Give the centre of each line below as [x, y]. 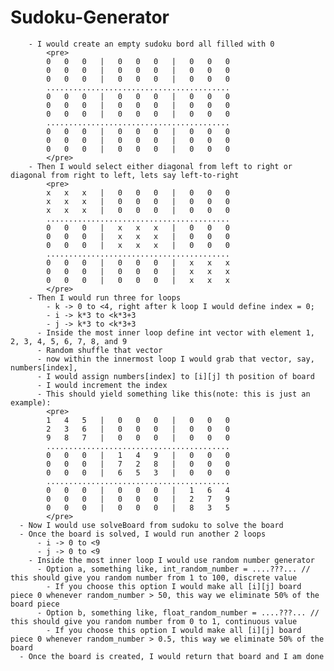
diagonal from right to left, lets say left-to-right [125, 175]
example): [31, 402]
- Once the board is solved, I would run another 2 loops [143, 534]
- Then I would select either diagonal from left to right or [160, 166]
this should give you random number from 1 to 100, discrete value [154, 577]
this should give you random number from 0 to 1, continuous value [154, 621]
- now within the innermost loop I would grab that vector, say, [175, 359]
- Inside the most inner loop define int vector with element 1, [175, 332]
